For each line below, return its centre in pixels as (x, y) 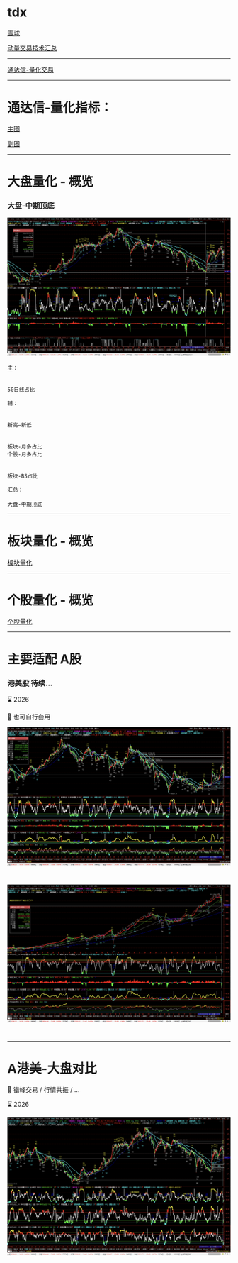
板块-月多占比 (25, 447)
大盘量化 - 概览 (51, 182)
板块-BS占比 (23, 476)
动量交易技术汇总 (32, 48)
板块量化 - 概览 (51, 542)
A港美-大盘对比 (52, 1069)
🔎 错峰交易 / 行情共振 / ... (44, 1090)
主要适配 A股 (45, 659)
